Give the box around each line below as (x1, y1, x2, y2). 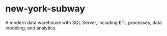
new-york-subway (5, 3, 86, 14)
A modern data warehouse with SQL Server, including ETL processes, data (5, 19, 162, 25)
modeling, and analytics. (5, 24, 57, 30)
